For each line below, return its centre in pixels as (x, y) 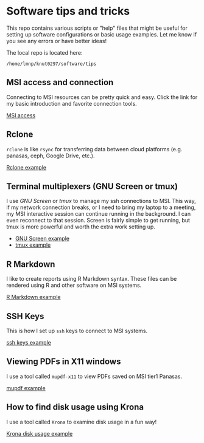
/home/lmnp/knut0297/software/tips (51, 64)
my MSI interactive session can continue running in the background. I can (98, 214)
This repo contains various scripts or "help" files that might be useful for (97, 28)
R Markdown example (33, 297)
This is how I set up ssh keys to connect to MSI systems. (77, 331)
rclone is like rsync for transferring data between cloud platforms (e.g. (94, 149)
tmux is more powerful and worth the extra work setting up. (81, 227)
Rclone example (26, 167)
